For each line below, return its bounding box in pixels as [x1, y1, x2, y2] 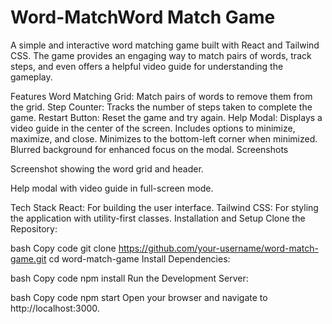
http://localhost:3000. [10, 302, 100, 314]
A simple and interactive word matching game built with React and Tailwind [10, 39, 320, 51]
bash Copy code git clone [10, 242, 117, 254]
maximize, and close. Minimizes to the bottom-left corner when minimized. [10, 132, 318, 145]
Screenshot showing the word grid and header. [10, 162, 204, 175]
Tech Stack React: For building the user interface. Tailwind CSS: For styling [10, 201, 319, 213]
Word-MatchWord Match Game [10, 6, 276, 29]
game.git [10, 252, 47, 265]
